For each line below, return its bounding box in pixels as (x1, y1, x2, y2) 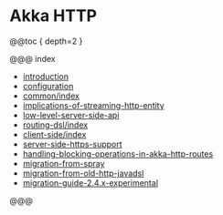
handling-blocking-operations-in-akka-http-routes (22, 148, 214, 159)
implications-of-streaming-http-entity (22, 99, 165, 110)
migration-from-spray (22, 158, 105, 169)
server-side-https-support (22, 138, 122, 149)
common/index (22, 90, 80, 101)
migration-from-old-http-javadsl (22, 168, 144, 179)
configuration (22, 80, 74, 91)
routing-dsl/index (22, 119, 89, 130)
